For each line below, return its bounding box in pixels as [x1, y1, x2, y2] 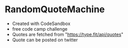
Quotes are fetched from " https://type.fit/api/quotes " [12, 31, 123, 37]
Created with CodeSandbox [12, 20, 71, 27]
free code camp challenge [12, 26, 68, 32]
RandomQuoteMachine [5, 4, 105, 15]
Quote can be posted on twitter [12, 37, 78, 43]
